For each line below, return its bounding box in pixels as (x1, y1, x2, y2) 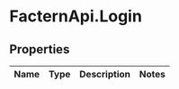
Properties (9, 42, 70, 57)
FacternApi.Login (9, 6, 142, 27)
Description (79, 69, 130, 80)
